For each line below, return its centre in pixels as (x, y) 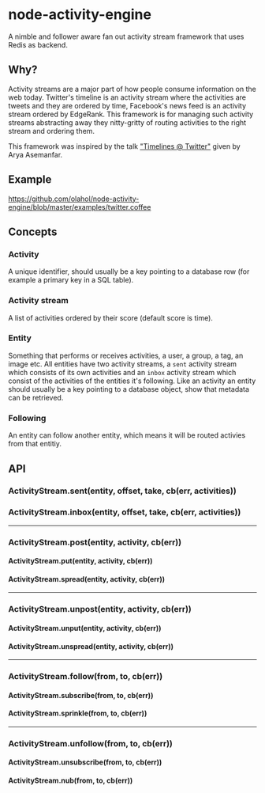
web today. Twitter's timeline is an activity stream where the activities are (127, 97)
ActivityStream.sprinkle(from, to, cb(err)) (78, 713)
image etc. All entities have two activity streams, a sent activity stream (123, 364)
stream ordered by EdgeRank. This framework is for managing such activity (131, 114)
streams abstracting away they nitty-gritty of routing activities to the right (127, 122)
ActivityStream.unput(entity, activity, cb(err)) (85, 628)
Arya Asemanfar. (35, 154)
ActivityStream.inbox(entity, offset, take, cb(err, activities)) (125, 512)
